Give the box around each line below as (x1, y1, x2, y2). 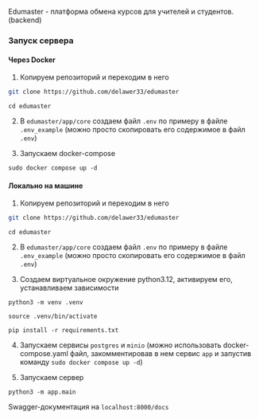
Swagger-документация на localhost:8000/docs (8, 402, 169, 412)
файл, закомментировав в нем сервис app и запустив (70, 349, 252, 358)
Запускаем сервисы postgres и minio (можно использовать (19, 340, 222, 350)
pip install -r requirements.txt (8, 327, 119, 335)
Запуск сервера (8, 35, 74, 46)
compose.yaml (19, 349, 69, 358)
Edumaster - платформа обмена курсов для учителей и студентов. (8, 7, 234, 16)
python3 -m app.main (8, 388, 77, 397)
